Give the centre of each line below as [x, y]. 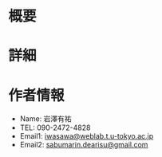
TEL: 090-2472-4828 [55, 128]
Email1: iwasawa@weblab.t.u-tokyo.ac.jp [87, 136]
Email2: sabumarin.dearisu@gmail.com [84, 145]
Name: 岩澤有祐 [45, 119]
